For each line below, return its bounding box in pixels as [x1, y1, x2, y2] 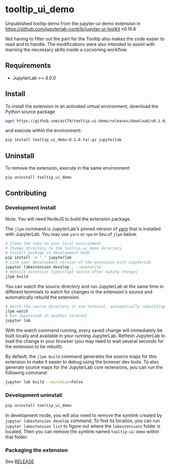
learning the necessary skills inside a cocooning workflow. [5, 46, 128, 52]
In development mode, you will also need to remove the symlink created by [5, 412, 162, 419]
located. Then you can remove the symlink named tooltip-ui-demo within [5, 429, 159, 435]
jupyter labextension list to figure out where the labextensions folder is [5, 423, 161, 429]
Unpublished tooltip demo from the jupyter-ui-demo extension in [5, 20, 141, 26]
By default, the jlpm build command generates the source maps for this [5, 353, 157, 360]
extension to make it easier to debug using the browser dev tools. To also [5, 359, 159, 365]
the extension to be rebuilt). [5, 344, 64, 350]
